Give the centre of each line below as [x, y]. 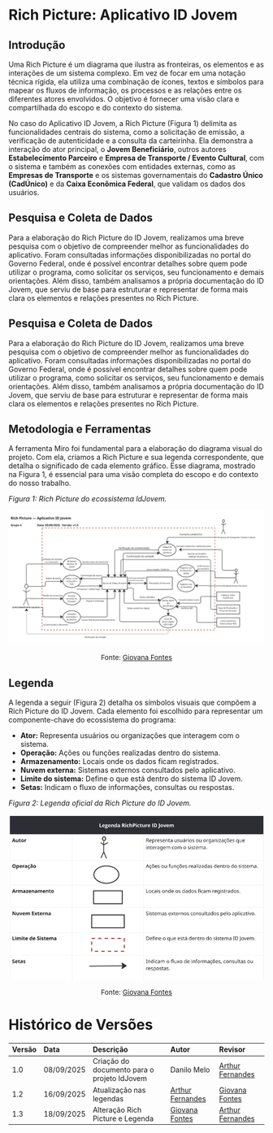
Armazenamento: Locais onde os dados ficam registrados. [119, 762]
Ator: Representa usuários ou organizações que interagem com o [130, 736]
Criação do [111, 1061]
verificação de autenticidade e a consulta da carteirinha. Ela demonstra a [131, 141]
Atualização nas [119, 1090]
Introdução [37, 45]
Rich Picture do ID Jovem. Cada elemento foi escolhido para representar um [136, 711]
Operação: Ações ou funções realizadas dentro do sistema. [120, 753]
